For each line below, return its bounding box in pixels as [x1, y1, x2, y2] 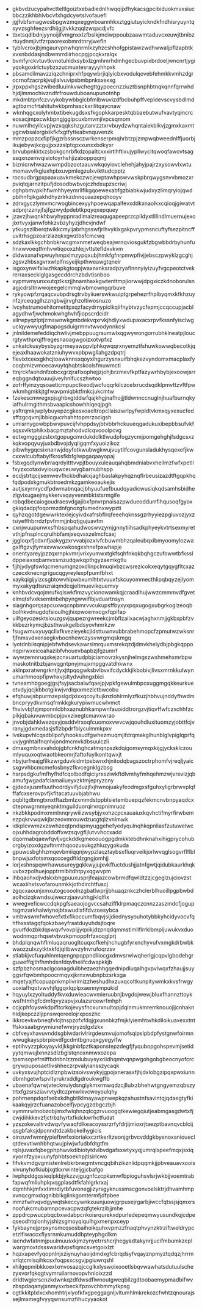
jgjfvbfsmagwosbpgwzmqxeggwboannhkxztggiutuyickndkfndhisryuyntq [12, 18, 195, 25]
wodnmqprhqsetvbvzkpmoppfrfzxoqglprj [12, 932, 117, 939]
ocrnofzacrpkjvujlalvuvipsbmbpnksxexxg [12, 76, 116, 84]
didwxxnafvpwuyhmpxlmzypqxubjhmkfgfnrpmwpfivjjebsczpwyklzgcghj [12, 251, 193, 259]
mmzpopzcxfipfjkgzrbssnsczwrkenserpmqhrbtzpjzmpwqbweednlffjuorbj [12, 135, 196, 142]
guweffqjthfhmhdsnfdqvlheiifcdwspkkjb [12, 958, 113, 965]
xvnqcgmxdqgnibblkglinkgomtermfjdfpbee [12, 1192, 120, 1199]
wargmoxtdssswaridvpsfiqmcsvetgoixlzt [12, 1244, 114, 1250]
